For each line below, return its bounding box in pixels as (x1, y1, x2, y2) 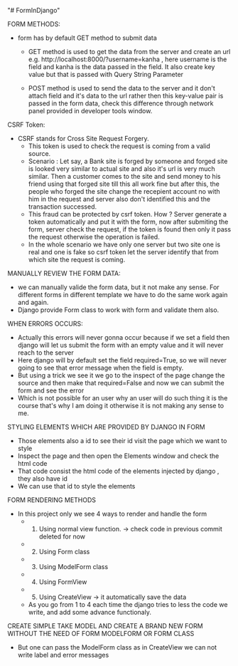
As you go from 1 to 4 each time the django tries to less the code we (28, 600, 228, 608)
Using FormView (38, 578, 87, 586)
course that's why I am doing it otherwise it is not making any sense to (17, 402, 225, 410)
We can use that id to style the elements (17, 482, 136, 490)
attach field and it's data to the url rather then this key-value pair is (28, 92, 224, 100)
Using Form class (38, 548, 90, 556)
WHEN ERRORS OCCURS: (7, 320, 83, 328)
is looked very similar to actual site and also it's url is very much (28, 165, 215, 173)
